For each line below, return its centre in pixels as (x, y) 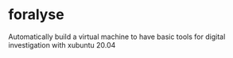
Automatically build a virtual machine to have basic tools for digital (117, 37)
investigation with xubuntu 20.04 (62, 44)
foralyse (37, 15)
